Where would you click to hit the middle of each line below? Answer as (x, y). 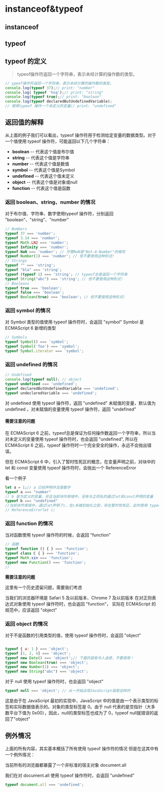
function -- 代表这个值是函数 (41, 188)
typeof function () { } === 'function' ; (47, 549)
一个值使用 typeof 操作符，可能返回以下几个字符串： (58, 141)
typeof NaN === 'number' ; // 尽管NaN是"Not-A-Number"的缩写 (65, 252)
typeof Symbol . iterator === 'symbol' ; (44, 351)
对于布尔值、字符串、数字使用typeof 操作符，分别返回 (59, 214)
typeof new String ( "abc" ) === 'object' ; (47, 672)
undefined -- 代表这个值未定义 (43, 176)
